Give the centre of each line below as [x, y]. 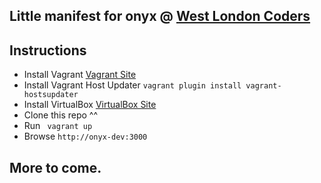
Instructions [48, 50]
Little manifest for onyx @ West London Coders [160, 16]
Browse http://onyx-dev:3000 [85, 136]
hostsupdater [51, 95]
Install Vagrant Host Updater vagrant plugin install [132, 85]
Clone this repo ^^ [61, 115]
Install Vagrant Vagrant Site [80, 75]
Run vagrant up [58, 126]
